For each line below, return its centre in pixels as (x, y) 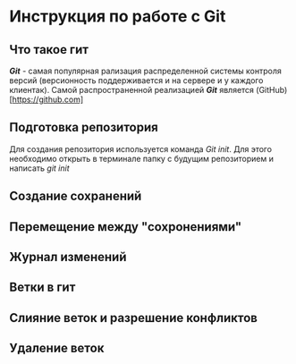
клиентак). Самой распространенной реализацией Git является (132, 90)
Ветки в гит (42, 288)
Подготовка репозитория (84, 127)
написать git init (39, 168)
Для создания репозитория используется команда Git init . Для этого (141, 148)
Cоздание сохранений (76, 196)
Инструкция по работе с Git (118, 17)
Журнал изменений (68, 257)
